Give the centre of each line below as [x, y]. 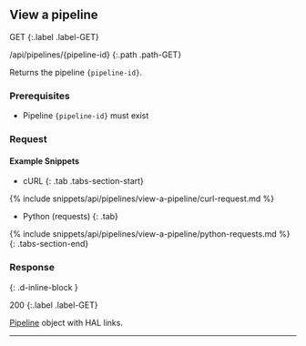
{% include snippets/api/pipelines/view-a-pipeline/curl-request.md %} [142, 198]
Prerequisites [40, 96]
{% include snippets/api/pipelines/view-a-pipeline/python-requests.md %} [150, 234]
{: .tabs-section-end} [49, 244]
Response [32, 268]
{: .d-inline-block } [44, 287]
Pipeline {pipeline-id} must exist [86, 116]
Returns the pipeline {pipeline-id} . [76, 72]
